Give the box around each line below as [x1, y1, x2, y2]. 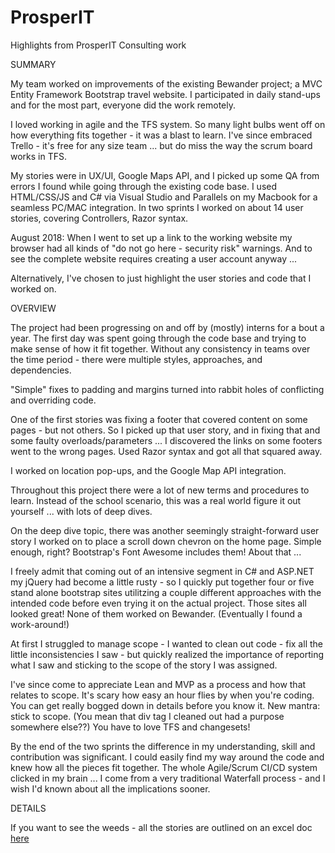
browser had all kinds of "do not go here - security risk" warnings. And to [10, 242, 313, 254]
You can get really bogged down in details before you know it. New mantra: [10, 699, 321, 711]
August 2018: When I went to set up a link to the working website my [10, 231, 293, 243]
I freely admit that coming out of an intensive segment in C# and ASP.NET [10, 565, 315, 577]
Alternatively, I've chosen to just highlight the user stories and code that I [10, 272, 312, 284]
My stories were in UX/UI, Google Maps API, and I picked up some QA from [10, 169, 320, 181]
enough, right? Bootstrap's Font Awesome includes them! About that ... [10, 546, 302, 558]
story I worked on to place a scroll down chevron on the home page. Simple [10, 535, 322, 547]
